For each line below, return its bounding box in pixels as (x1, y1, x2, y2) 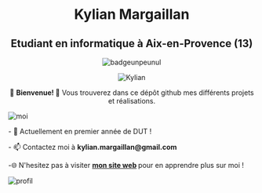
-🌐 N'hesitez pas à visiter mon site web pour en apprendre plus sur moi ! (8, 161, 245, 169)
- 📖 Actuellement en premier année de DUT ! (8, 127, 152, 136)
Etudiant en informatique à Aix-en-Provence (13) (10, 37, 253, 50)
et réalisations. (108, 96, 155, 105)
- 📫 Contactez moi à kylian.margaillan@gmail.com (8, 143, 177, 151)
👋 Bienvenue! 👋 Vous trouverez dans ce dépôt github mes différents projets (9, 88, 254, 97)
